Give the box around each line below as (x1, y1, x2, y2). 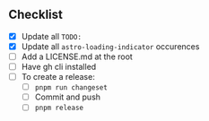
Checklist (8, 7, 64, 22)
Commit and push (34, 91, 100, 102)
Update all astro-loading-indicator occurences (21, 40, 200, 52)
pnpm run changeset (34, 83, 109, 92)
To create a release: (21, 72, 95, 82)
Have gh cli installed (21, 62, 97, 72)
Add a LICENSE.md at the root (21, 51, 134, 62)
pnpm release (34, 103, 84, 113)
